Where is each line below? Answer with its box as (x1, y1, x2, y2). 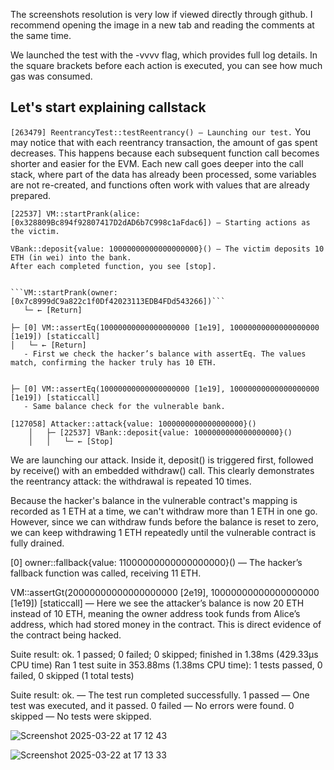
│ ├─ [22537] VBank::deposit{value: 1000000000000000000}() (28, 427, 293, 438)
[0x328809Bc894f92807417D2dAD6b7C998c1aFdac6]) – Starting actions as (10, 217, 311, 228)
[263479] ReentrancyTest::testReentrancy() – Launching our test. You (10, 125, 312, 138)
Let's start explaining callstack (10, 99, 207, 116)
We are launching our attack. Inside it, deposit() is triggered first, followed (10, 454, 314, 466)
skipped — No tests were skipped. (10, 710, 152, 722)
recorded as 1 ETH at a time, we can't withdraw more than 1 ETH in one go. (10, 505, 318, 517)
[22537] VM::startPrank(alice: (10, 209, 141, 219)
